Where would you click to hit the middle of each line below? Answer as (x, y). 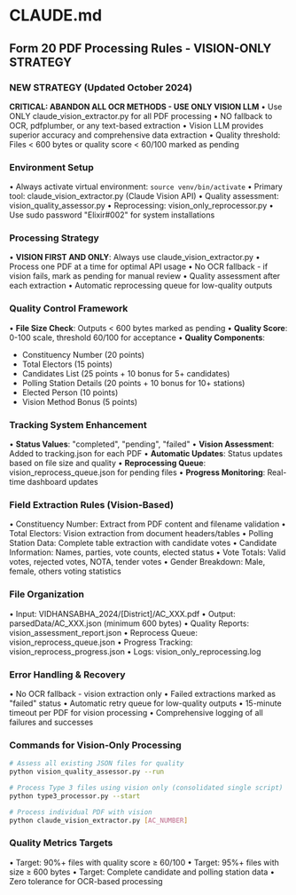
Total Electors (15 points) (67, 364)
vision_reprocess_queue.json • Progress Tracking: (101, 642)
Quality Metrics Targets (61, 843)
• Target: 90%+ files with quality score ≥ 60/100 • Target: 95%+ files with (144, 862)
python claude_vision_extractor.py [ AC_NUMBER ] (99, 820)
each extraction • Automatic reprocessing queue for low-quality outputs (141, 286)
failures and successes (51, 722)
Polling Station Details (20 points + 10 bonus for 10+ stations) (133, 383)
